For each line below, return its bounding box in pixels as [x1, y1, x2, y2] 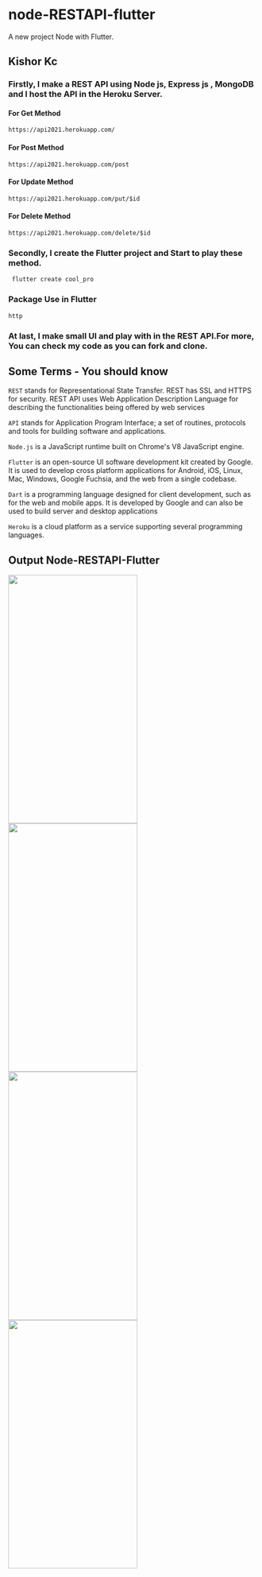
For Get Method [8, 108, 61, 118]
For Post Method [8, 143, 64, 153]
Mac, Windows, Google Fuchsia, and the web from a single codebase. [8, 475, 237, 484]
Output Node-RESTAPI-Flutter [8, 553, 160, 567]
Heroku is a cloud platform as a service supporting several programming [8, 522, 243, 532]
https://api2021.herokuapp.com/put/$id [8, 195, 141, 203]
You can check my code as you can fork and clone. [8, 340, 208, 351]
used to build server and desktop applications [8, 506, 158, 516]
